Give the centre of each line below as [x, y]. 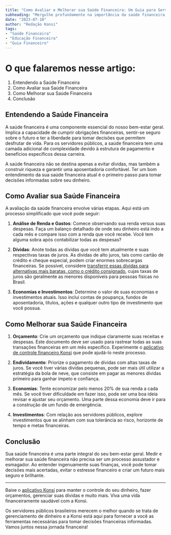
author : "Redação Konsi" [32, 24]
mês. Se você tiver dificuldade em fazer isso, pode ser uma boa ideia [85, 394]
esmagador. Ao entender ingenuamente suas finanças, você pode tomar [81, 464]
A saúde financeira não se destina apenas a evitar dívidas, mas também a [82, 164]
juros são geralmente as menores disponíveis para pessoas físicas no [85, 277]
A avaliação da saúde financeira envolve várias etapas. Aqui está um [77, 208]
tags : [11, 29]
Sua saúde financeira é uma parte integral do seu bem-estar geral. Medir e [83, 454]
